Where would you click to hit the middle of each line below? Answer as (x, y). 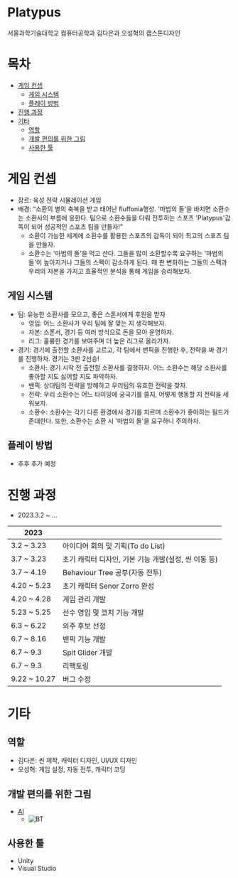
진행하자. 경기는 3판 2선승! (62, 358)
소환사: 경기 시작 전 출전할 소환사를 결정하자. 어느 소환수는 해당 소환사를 (128, 368)
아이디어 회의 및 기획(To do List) (114, 546)
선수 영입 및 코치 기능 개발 (103, 613)
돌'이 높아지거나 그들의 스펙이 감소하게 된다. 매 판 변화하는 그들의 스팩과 (128, 262)
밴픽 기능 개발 (85, 639)
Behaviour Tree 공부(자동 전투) (112, 573)
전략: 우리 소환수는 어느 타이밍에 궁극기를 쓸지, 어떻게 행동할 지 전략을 (125, 394)
